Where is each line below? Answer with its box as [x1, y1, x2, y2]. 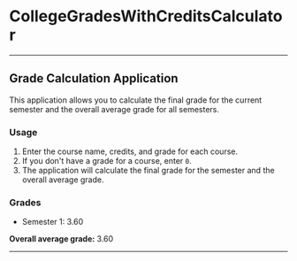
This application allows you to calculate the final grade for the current [9, 95, 263, 105]
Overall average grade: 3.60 [9, 234, 114, 244]
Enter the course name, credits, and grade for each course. [21, 146, 239, 157]
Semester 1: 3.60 [21, 217, 84, 227]
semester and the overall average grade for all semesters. [9, 104, 219, 114]
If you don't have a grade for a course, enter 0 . [21, 156, 192, 166]
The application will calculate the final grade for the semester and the [21, 165, 276, 176]
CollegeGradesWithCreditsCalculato [9, 6, 283, 27]
